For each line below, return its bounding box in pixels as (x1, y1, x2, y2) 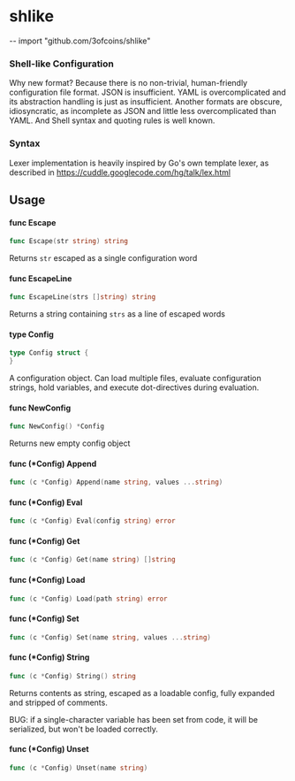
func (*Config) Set (9, 613, 79, 624)
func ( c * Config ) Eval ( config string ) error (9, 517, 176, 525)
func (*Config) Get (9, 535, 80, 546)
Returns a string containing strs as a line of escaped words (9, 309, 225, 319)
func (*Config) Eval (9, 497, 83, 508)
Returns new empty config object (9, 438, 131, 448)
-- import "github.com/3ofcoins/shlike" (9, 35, 151, 46)
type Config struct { (9, 348, 89, 357)
